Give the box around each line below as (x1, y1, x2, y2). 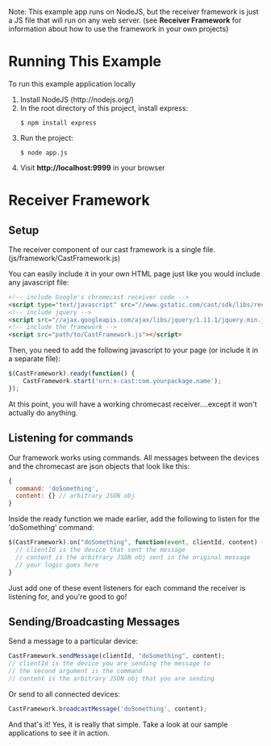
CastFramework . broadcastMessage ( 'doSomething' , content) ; (8, 705, 207, 713)
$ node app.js (19, 149, 68, 157)
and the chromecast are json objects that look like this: (8, 461, 190, 471)
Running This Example (8, 53, 161, 71)
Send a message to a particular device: (8, 636, 139, 646)
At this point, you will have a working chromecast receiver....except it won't (8, 399, 257, 409)
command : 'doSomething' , (15, 484, 99, 492)
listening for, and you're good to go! (8, 592, 127, 601)
